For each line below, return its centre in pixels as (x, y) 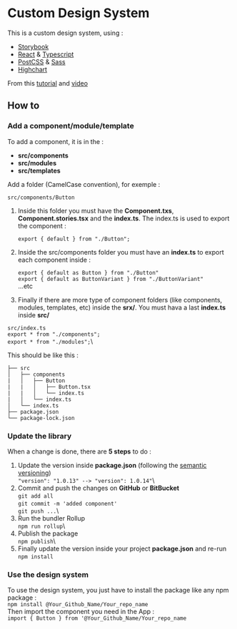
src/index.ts (27, 328)
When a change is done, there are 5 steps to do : (80, 451)
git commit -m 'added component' (67, 503)
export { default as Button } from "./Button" (88, 272)
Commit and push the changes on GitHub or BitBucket (99, 488)
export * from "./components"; (54, 334)
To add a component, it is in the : (56, 141)
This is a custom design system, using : (65, 33)
